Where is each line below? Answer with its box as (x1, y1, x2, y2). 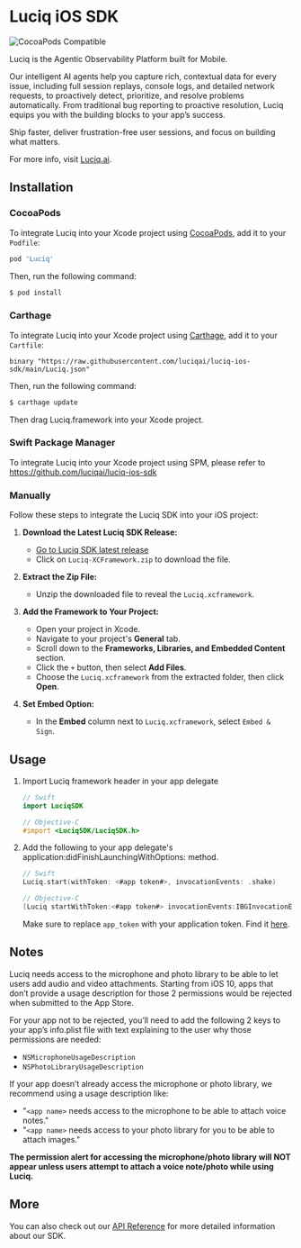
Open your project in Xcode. (35, 624, 141, 635)
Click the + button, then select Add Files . (35, 662, 187, 673)
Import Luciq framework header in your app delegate (22, 775, 218, 786)
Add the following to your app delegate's (22, 842, 173, 853)
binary (9, 357, 34, 366)
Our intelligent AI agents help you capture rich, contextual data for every (9, 70, 277, 82)
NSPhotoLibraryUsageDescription (22, 1063, 144, 1072)
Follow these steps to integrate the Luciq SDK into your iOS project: (9, 510, 259, 520)
